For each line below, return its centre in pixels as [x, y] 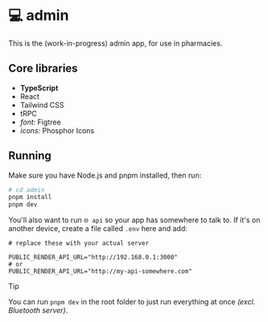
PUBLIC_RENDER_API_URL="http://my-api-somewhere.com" [101, 271]
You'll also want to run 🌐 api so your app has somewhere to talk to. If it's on [134, 220]
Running [30, 156]
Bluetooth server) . [38, 311]
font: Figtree [41, 122]
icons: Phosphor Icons [57, 130]
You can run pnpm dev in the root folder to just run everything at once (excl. [132, 302]
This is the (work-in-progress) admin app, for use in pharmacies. [115, 43]
